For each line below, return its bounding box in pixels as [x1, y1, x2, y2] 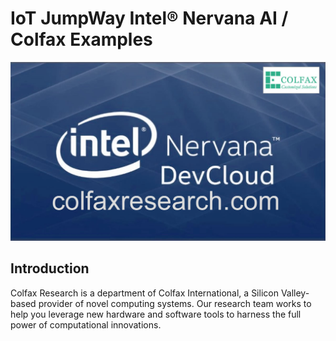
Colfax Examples [10, 28, 153, 51]
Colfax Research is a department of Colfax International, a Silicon [10, 287, 279, 299]
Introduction [10, 260, 90, 277]
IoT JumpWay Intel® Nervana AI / [10, 7, 289, 30]
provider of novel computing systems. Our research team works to [38, 297, 312, 309]
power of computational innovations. [10, 318, 162, 331]
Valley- [280, 287, 310, 299]
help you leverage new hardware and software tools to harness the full [10, 308, 302, 320]
